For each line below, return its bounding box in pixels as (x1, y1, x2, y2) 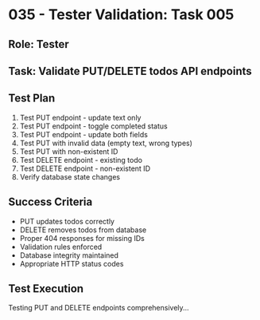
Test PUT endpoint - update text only (19, 113, 142, 122)
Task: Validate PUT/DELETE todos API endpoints (8, 64, 252, 77)
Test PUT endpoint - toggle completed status (19, 121, 169, 131)
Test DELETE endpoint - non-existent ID (19, 164, 151, 173)
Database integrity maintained (19, 250, 119, 260)
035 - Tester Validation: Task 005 (8, 6, 235, 24)
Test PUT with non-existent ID (19, 146, 118, 156)
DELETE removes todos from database (19, 225, 147, 235)
